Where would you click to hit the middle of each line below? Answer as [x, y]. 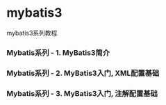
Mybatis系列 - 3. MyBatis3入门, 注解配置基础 [82, 93]
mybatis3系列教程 [32, 33]
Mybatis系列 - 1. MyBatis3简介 [58, 52]
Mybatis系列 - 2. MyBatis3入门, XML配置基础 [83, 73]
